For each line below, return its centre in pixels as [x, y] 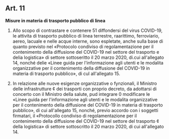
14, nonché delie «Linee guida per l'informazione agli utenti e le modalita [88, 62]
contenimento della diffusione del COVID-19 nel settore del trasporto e [86, 52]
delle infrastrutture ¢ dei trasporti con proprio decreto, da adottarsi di [85, 89]
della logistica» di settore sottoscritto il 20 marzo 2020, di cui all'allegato [88, 126]
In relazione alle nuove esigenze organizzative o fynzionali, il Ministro [85, 83]
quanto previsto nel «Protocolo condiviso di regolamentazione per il [83, 46]
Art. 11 [15, 8]
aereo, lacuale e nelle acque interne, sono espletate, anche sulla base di [88, 41]
